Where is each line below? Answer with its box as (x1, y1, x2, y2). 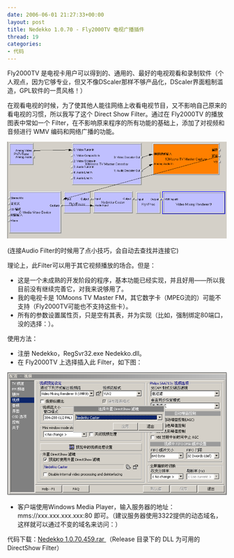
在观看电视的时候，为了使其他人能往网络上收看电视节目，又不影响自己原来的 (7, 101, 227, 110)
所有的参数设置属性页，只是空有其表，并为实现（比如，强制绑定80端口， (17, 311, 227, 319)
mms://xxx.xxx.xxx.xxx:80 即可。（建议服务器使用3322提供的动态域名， (17, 511, 222, 520)
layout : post (7, 18, 45, 26)
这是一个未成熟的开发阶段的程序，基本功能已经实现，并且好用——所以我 (17, 276, 225, 285)
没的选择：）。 (17, 319, 58, 328)
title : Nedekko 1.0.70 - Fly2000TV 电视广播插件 (7, 26, 145, 33)
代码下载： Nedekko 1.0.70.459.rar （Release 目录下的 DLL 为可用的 (7, 534, 201, 543)
